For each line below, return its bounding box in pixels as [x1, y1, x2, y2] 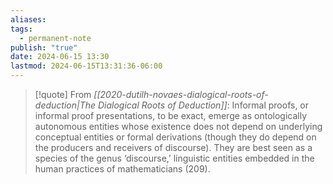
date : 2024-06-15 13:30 [10, 52, 110, 62]
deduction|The [34, 99, 97, 111]
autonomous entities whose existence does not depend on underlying [34, 121, 323, 132]
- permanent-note [19, 33, 92, 43]
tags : [10, 24, 33, 34]
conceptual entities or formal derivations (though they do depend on [34, 131, 317, 143]
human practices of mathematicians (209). [34, 163, 211, 175]
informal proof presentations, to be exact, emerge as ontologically [34, 110, 308, 121]
